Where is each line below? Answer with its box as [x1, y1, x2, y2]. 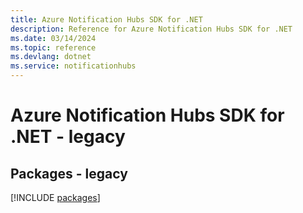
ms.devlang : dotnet [10, 52, 92, 62]
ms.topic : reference [10, 42, 97, 53]
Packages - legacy [10, 165, 128, 182]
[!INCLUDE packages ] [10, 192, 101, 203]
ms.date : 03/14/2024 [10, 33, 97, 43]
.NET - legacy [10, 126, 126, 148]
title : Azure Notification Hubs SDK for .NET [10, 14, 203, 25]
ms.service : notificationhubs [10, 61, 137, 71]
